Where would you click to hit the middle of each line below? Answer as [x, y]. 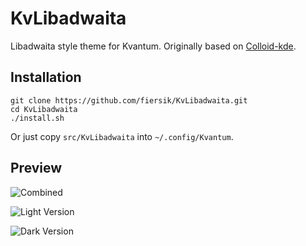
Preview [36, 168]
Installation [46, 77]
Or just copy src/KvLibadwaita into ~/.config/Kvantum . [122, 136]
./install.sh [37, 118]
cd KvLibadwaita [44, 109]
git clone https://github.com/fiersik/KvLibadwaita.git [129, 100]
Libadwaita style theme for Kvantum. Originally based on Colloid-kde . [153, 46]
